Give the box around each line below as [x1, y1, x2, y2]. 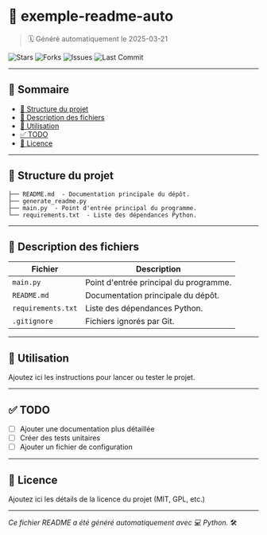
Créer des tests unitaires [19, 433, 101, 443]
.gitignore [12, 317, 53, 326]
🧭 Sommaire [8, 83, 70, 96]
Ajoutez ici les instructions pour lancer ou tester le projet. [8, 373, 195, 382]
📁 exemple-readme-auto [8, 7, 173, 25]
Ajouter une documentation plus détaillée [19, 424, 155, 433]
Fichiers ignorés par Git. [84, 316, 175, 327]
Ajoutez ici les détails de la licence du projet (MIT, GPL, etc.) [8, 494, 205, 504]
